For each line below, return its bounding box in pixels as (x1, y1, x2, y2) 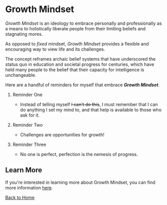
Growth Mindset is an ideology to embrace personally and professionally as (5, 20, 162, 26)
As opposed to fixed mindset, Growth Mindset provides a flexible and (5, 40, 149, 46)
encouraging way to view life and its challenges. (5, 46, 105, 52)
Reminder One (12, 91, 43, 97)
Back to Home (5, 194, 35, 200)
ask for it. (20, 112, 40, 118)
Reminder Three (12, 141, 46, 147)
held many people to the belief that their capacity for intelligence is (5, 67, 145, 73)
